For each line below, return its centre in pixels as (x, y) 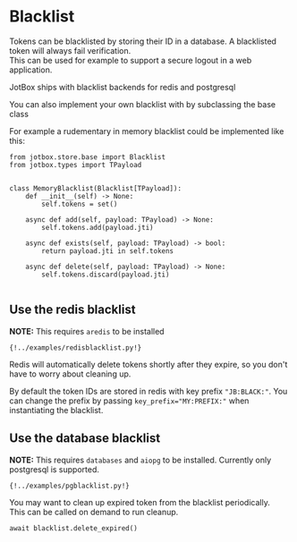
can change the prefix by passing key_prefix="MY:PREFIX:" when (129, 401)
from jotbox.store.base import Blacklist (88, 157)
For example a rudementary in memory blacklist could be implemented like (147, 131)
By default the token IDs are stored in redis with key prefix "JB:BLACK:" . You (148, 391)
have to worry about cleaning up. (70, 374)
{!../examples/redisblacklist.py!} (76, 347)
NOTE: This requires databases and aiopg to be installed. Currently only (140, 460)
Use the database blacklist (85, 439)
